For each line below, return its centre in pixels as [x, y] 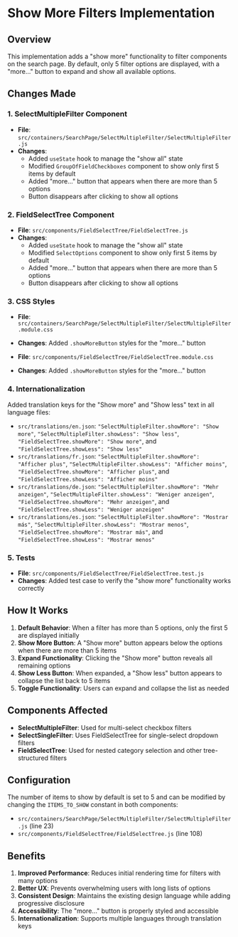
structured [33, 758]
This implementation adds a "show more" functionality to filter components [117, 56]
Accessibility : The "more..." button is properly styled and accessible [118, 911]
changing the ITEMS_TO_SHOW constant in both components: [93, 805]
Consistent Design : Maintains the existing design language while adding [124, 896]
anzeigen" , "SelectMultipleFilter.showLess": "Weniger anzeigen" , [116, 494]
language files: [29, 412]
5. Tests [21, 557]
